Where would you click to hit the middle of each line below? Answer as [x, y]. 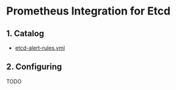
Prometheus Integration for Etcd [88, 11]
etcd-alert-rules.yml [40, 48]
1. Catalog [25, 34]
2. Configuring [34, 67]
